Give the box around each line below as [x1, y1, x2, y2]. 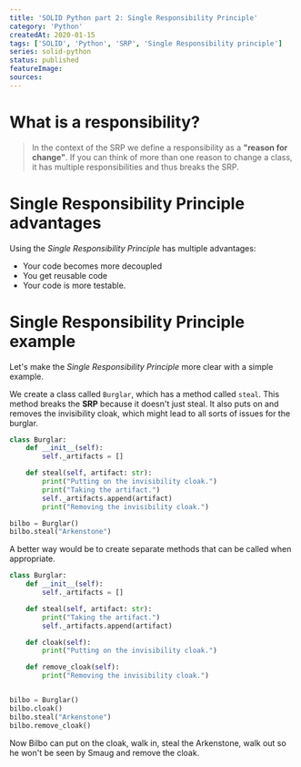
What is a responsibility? [9, 111, 200, 132]
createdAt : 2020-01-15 [9, 30, 95, 39]
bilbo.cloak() [9, 703, 64, 713]
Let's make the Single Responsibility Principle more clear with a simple [9, 361, 274, 372]
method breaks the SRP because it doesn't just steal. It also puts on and [9, 398, 279, 409]
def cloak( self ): [25, 638, 92, 647]
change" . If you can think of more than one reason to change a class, [31, 151, 293, 162]
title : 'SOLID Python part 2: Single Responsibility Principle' [9, 13, 258, 23]
